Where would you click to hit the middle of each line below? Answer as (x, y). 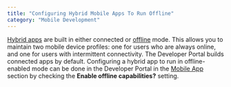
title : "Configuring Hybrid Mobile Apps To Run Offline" (91, 13)
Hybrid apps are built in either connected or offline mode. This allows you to (115, 39)
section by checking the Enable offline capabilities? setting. (93, 75)
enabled (19, 69)
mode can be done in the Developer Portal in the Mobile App (117, 69)
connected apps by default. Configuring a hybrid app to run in (95, 61)
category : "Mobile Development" (53, 20)
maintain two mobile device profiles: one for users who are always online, (111, 47)
